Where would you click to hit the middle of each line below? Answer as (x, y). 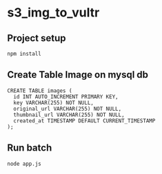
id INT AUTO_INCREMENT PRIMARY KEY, (66, 97)
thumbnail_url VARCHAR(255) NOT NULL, (69, 115)
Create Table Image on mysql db (78, 75)
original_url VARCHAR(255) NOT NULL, (68, 109)
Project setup (37, 38)
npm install (24, 54)
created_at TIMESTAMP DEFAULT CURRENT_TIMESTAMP (84, 121)
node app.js (24, 164)
